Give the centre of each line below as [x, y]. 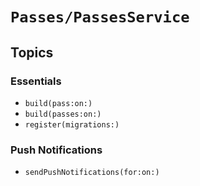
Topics [32, 52]
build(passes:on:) [63, 114]
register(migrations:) [72, 124]
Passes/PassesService [100, 17]
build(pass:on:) [58, 103]
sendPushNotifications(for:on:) [92, 173]
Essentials [36, 81]
